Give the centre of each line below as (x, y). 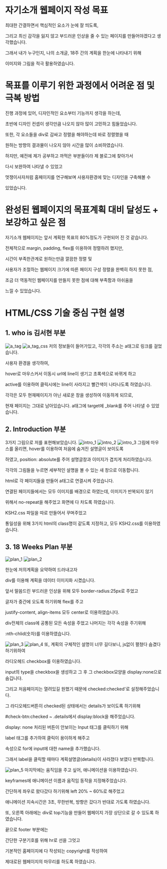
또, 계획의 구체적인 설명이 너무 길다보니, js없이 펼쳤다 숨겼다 (102, 644)
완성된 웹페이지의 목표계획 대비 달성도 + (82, 210)
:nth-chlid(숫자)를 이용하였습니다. (38, 634)
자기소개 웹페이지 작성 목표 (57, 10)
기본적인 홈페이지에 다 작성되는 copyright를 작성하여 (56, 851)
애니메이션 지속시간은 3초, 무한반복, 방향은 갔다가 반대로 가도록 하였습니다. (78, 802)
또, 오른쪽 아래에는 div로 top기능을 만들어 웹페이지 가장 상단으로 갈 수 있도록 (79, 813)
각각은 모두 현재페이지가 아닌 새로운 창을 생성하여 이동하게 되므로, (69, 395)
